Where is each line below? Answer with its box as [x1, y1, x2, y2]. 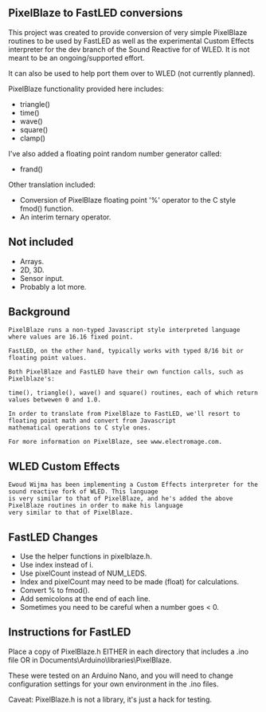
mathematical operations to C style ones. [8, 424, 151, 432]
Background [8, 305, 70, 318]
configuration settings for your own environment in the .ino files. [8, 678, 219, 689]
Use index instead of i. [19, 560, 94, 570]
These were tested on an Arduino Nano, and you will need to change [8, 670, 233, 680]
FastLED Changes [8, 530, 98, 544]
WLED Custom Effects [8, 459, 120, 473]
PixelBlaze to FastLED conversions [8, 6, 183, 20]
